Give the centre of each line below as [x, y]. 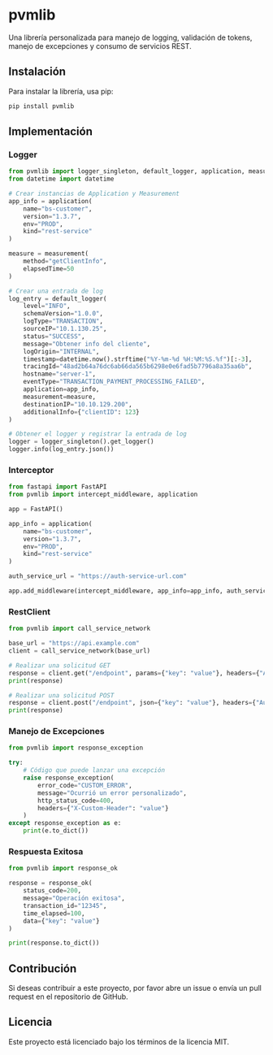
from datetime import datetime [61, 179]
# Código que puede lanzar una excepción [94, 771]
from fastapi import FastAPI [58, 487]
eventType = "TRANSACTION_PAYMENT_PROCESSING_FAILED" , [114, 382]
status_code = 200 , [52, 891]
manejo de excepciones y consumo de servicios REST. [100, 46]
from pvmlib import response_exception [76, 748]
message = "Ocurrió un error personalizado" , [112, 793]
